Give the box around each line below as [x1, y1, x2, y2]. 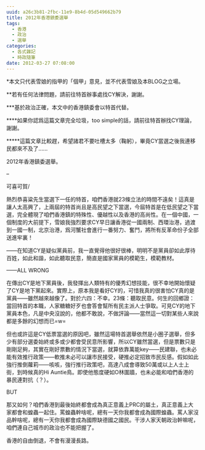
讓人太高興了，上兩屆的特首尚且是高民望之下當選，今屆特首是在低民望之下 [6, 203, 193, 211]
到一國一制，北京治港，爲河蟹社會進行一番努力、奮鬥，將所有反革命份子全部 [6, 226, 199, 233]
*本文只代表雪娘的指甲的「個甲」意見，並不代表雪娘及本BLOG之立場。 [6, 78, 184, 85]
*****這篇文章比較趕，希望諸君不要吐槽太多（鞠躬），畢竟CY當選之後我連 [6, 137, 190, 144]
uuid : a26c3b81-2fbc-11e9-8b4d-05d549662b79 [6, 9, 121, 15]
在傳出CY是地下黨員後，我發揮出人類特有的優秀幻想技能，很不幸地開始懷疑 [6, 279, 196, 286]
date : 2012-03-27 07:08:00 [6, 60, 75, 66]
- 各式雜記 [12, 49, 36, 55]
